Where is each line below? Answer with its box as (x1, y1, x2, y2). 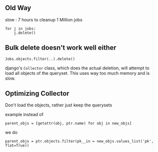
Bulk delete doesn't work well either (5, 44, 117, 52)
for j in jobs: (5, 26, 36, 31)
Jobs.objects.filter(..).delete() (5, 56, 76, 61)
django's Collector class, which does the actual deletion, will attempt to (5, 65, 150, 71)
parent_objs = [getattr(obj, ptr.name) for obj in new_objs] (5, 121, 132, 126)
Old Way (5, 4, 32, 12)
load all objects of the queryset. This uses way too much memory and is (5, 70, 150, 76)
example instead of (5, 112, 44, 118)
